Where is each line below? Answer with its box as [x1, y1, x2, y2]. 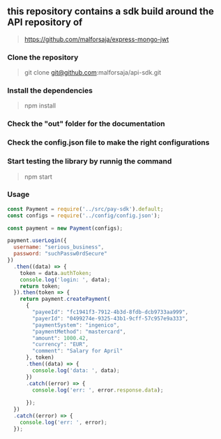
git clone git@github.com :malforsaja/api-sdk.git [24, 68, 162, 77]
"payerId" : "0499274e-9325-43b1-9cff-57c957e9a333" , [32, 315, 189, 322]
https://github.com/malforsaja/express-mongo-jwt [24, 35, 169, 43]
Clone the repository [7, 52, 79, 62]
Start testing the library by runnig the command [7, 156, 172, 166]
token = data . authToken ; [20, 269, 92, 276]
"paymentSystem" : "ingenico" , [32, 321, 120, 329]
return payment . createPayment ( [20, 296, 111, 303]
